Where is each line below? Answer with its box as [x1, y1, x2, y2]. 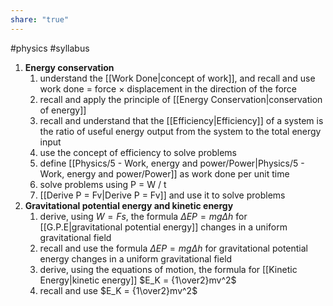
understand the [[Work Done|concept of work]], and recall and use [39, 72, 316, 84]
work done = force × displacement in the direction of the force [39, 82, 298, 95]
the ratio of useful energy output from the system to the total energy [39, 125, 322, 137]
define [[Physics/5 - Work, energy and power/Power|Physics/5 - [39, 157, 305, 169]
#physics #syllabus [10, 42, 90, 54]
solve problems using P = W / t [39, 178, 167, 190]
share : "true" [10, 14, 70, 25]
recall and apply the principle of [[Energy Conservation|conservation [39, 93, 323, 105]
